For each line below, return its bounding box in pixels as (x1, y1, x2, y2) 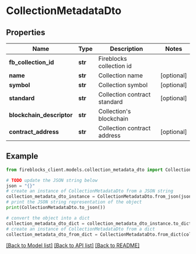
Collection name (98, 71, 143, 80)
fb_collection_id (9, 59, 54, 66)
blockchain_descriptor (9, 111, 73, 119)
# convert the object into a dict (6, 215, 90, 221)
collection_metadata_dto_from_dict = (6, 231, 98, 238)
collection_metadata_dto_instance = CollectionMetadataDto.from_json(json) (6, 194, 194, 200)
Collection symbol (98, 81, 148, 89)
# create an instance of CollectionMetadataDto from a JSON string (6, 188, 174, 194)
